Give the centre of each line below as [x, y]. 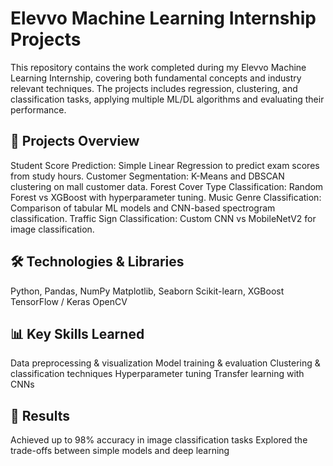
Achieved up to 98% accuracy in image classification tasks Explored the [159, 440]
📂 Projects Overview [75, 141]
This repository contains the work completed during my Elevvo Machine [158, 67]
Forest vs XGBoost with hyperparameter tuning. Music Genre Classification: [166, 197]
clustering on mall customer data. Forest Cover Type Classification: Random [167, 186]
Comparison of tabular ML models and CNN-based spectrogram [143, 208]
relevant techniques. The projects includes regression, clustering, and [154, 88]
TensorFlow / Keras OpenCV [69, 301]
